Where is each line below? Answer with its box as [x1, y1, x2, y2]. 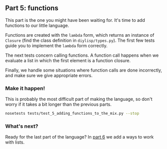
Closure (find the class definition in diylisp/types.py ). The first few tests [5, 37, 155, 43]
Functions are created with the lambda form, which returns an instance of [5, 32, 155, 38]
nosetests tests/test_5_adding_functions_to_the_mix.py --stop [5, 111, 140, 116]
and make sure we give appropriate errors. [5, 72, 93, 78]
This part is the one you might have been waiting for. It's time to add [5, 17, 146, 23]
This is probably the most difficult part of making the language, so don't [5, 96, 153, 102]
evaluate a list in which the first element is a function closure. [5, 57, 131, 64]
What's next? [5, 123, 38, 130]
